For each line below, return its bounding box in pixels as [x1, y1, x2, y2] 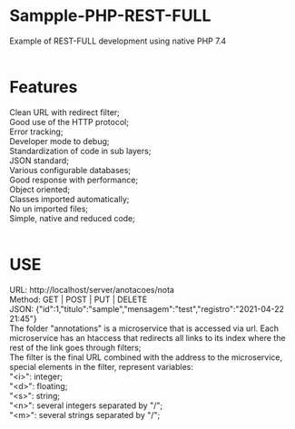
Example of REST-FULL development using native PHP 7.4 [9, 35, 227, 46]
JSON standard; [9, 155, 70, 166]
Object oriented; [9, 183, 71, 195]
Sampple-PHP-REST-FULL [9, 5, 211, 26]
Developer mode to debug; [9, 135, 110, 146]
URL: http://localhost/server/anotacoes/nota [9, 284, 175, 295]
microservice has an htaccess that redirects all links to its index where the [9, 332, 286, 343]
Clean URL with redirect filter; [9, 106, 121, 118]
